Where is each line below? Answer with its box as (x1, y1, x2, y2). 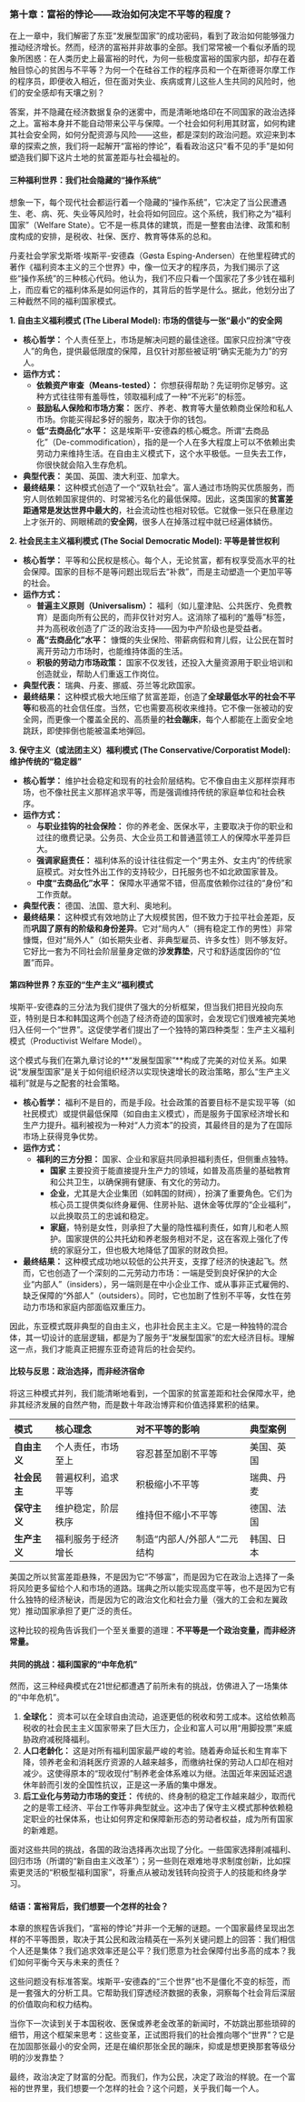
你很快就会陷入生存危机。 (35, 459, 133, 470)
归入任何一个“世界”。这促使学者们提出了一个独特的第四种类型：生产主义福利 (9, 1024, 295, 1035)
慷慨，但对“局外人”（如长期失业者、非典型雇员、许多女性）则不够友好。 (22, 934, 293, 945)
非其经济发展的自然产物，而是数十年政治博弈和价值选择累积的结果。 (9, 1398, 264, 1410)
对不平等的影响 (135, 1423, 200, 1436)
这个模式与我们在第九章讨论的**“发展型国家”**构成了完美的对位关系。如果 (9, 1055, 288, 1066)
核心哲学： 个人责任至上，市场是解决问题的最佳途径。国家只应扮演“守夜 (22, 334, 291, 345)
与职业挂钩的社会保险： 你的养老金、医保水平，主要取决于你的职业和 (35, 820, 293, 831)
